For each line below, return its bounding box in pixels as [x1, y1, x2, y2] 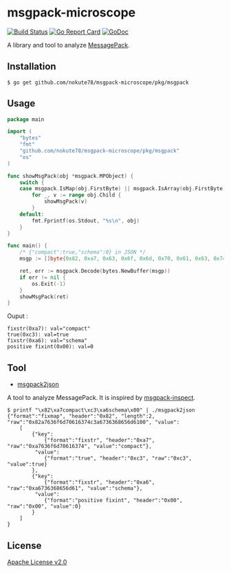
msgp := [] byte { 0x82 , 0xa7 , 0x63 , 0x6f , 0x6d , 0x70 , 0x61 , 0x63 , [19, 256, 211, 262]
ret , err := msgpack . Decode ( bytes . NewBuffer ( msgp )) [19, 268, 170, 275]
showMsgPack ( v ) [43, 198, 88, 205]
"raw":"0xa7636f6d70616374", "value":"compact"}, [7, 443, 153, 450]
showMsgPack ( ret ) [19, 293, 69, 300]
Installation [7, 60, 56, 73]
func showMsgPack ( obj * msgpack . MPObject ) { [7, 172, 134, 179]
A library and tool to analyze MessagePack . [7, 41, 131, 49]
